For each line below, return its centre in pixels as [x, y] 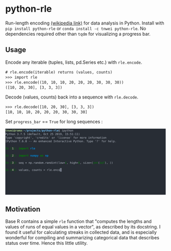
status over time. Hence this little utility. [47, 243]
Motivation [23, 209]
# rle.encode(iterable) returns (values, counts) [59, 72]
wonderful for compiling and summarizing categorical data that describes [82, 238]
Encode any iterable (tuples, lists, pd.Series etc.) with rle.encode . [74, 62]
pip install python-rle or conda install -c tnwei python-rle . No [76, 28]
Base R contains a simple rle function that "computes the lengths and [78, 221]
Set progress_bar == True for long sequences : [54, 121]
